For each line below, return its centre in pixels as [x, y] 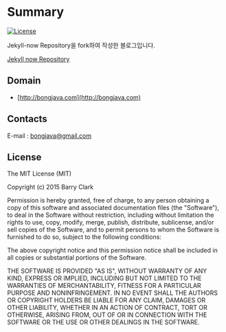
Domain [24, 81]
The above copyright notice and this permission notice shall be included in [112, 250]
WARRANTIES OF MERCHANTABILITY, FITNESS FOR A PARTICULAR [104, 286]
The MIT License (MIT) [39, 174]
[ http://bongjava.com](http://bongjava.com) [79, 97]
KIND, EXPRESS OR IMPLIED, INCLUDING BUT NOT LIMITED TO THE [104, 278]
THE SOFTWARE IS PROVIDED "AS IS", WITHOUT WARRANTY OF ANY [107, 271]
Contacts [27, 119]
